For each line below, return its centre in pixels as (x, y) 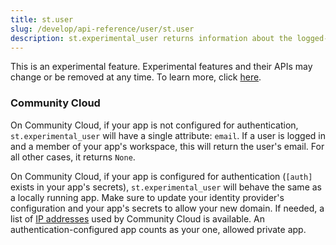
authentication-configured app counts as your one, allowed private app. (158, 229)
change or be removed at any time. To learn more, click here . (136, 77)
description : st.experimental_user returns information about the (151, 38)
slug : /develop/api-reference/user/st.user (102, 29)
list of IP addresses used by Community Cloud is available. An (138, 218)
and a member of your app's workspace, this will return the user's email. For (167, 146)
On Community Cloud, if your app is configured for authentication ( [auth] (161, 176)
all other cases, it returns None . (73, 157)
